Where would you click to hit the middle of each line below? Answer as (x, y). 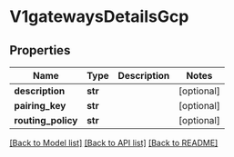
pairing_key (40, 106)
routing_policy (46, 120)
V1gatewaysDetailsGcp (99, 17)
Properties (40, 50)
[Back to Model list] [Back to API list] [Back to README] (114, 143)
